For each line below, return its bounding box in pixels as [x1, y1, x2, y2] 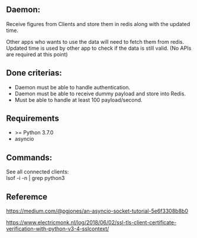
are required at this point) [6, 50, 68, 58]
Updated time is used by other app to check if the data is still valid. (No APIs [6, 44, 192, 52]
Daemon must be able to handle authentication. [14, 83, 131, 91]
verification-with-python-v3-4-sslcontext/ [6, 225, 109, 233]
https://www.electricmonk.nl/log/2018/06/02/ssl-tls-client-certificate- [6, 219, 177, 226]
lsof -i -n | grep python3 [6, 175, 65, 182]
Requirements [6, 114, 59, 124]
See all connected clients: [6, 168, 69, 175]
